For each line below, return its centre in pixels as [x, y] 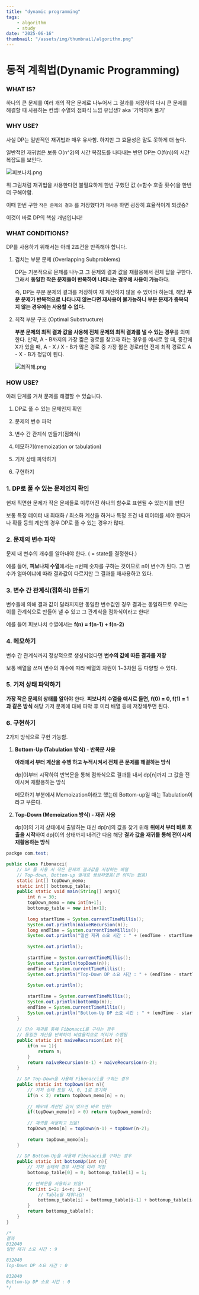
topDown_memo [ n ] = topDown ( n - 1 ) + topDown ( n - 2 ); [89, 1129]
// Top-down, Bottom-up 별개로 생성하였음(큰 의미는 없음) [82, 875]
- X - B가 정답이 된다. [39, 354]
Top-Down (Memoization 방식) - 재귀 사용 [65, 815]
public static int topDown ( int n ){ [61, 1085]
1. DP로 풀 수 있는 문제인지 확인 [48, 488]
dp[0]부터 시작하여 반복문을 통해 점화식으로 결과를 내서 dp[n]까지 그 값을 [99, 775]
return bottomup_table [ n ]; [61, 1211]
